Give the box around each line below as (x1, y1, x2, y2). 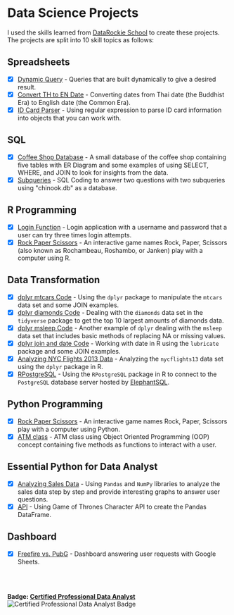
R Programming (7, 204, 77, 216)
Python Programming (7, 398, 103, 410)
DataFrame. (17, 510, 51, 518)
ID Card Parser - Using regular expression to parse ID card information (17, 106, 222, 114)
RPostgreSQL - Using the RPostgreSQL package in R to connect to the (17, 370, 217, 378)
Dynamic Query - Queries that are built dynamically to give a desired (17, 75, 216, 83)
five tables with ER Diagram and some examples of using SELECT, (17, 161, 209, 169)
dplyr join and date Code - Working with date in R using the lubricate (17, 339, 219, 347)
